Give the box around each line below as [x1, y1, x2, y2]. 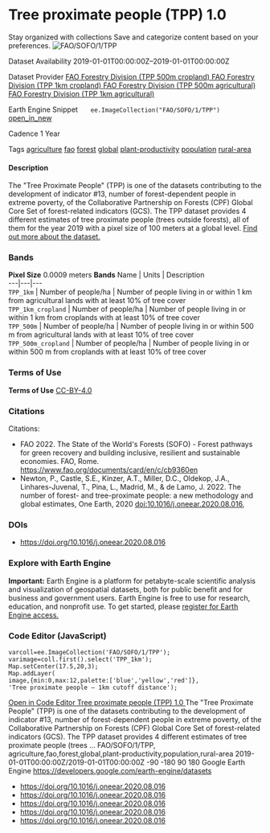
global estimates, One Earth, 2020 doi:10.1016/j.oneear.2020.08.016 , [19, 499, 245, 509]
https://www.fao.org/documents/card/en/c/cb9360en [19, 465, 198, 475]
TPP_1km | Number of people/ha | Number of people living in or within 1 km [8, 287, 252, 297]
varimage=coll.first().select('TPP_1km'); [8, 655, 153, 663]
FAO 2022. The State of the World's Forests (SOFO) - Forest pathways [19, 440, 253, 449]
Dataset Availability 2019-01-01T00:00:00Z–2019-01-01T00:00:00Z [8, 56, 231, 66]
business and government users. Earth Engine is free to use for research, [8, 593, 251, 602]
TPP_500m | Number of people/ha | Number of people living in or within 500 [8, 322, 255, 331]
